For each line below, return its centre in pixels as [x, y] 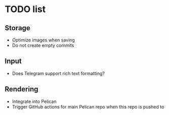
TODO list [25, 9]
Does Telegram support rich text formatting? [58, 73]
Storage [18, 28]
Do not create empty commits [43, 45]
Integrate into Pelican [34, 101]
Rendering [22, 89]
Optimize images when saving [44, 40]
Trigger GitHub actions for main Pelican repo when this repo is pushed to [88, 106]
